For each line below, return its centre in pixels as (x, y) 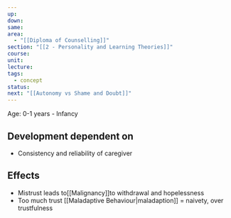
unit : (15, 61)
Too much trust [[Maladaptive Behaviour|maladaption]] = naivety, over (120, 200)
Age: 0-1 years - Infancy (43, 114)
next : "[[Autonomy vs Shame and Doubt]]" (70, 93)
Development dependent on (70, 136)
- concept (28, 80)
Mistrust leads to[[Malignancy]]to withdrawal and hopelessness (111, 192)
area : (15, 34)
